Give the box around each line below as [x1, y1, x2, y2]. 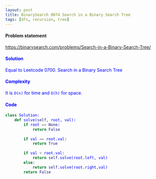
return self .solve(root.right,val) [32, 165, 108, 170]
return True [32, 141, 58, 146]
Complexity [5, 78, 30, 84]
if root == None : [23, 122, 60, 127]
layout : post [5, 7, 33, 13]
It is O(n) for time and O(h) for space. [5, 89, 83, 96]
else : [23, 160, 36, 165]
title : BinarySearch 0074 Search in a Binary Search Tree [5, 12, 131, 17]
